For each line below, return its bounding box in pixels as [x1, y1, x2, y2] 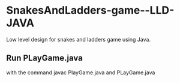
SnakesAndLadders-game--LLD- [6, 4, 175, 17]
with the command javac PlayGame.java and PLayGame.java [6, 69, 155, 76]
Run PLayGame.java [6, 53, 83, 63]
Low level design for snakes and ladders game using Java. [6, 36, 151, 43]
